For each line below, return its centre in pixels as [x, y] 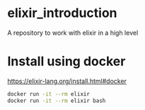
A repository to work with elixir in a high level [73, 33]
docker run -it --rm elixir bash [57, 101]
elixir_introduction [63, 13]
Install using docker [66, 61]
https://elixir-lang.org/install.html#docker [67, 81]
